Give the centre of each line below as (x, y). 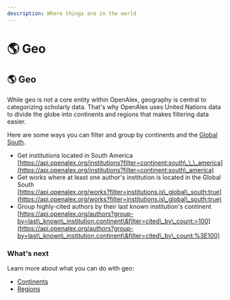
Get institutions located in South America (75, 155)
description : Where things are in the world (72, 13)
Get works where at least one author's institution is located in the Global (119, 177)
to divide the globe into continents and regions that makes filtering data (108, 114)
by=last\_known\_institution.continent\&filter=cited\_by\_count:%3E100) (118, 235)
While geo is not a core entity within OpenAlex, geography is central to (107, 100)
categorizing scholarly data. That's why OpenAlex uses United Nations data (114, 106)
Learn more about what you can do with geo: (71, 268)
